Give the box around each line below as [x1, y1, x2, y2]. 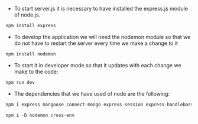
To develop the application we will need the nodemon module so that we [14, 33, 191, 40]
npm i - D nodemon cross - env [5, 112, 75, 118]
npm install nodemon [5, 51, 57, 57]
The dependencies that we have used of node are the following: [14, 90, 170, 97]
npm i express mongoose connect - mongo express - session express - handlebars [5, 102, 194, 107]
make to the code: [14, 68, 59, 75]
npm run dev [5, 79, 35, 85]
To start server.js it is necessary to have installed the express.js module [14, 5, 189, 12]
